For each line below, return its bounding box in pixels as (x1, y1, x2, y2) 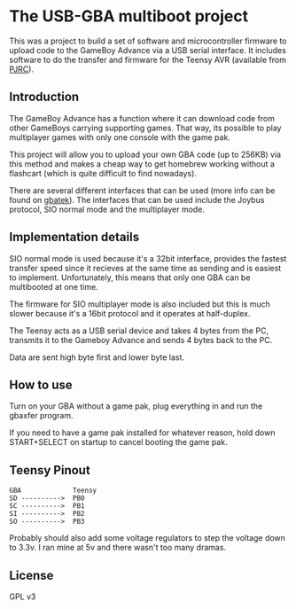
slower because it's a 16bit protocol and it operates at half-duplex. (9, 308, 251, 318)
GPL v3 (9, 591, 36, 602)
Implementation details (9, 230, 140, 245)
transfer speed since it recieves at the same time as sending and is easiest (9, 262, 282, 273)
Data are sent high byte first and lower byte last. (9, 352, 184, 363)
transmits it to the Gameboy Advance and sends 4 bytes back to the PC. (9, 334, 273, 345)
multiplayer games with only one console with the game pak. (9, 131, 230, 143)
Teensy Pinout (9, 463, 90, 478)
